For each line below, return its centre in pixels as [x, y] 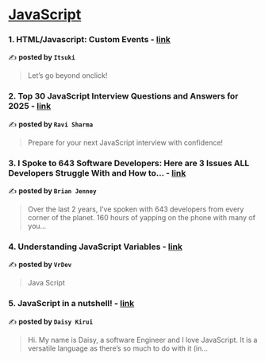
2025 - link [30, 107]
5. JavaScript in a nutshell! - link [71, 304]
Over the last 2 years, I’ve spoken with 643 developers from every [136, 209]
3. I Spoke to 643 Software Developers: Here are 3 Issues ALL [129, 163]
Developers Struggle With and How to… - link [97, 173]
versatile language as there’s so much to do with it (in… [118, 348]
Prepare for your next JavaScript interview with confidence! [125, 142]
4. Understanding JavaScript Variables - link [95, 246]
